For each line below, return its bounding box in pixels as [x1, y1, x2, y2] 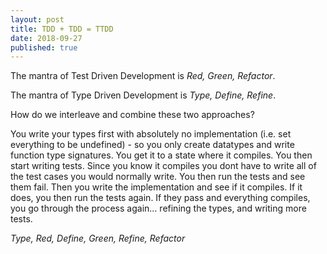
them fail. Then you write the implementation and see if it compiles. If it [10, 181, 303, 193]
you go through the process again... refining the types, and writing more [10, 202, 307, 215]
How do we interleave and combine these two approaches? [10, 109, 255, 121]
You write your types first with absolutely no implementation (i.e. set [10, 128, 292, 140]
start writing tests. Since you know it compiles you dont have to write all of [10, 160, 317, 172]
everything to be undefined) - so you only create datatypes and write [10, 139, 295, 151]
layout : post [10, 14, 65, 25]
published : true [10, 42, 78, 53]
